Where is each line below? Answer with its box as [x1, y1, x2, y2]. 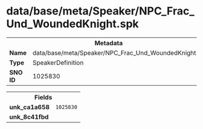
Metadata [94, 39, 123, 47]
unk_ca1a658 [9, 102, 50, 111]
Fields [34, 93, 53, 101]
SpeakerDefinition [32, 58, 84, 67]
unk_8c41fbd [9, 113, 49, 121]
